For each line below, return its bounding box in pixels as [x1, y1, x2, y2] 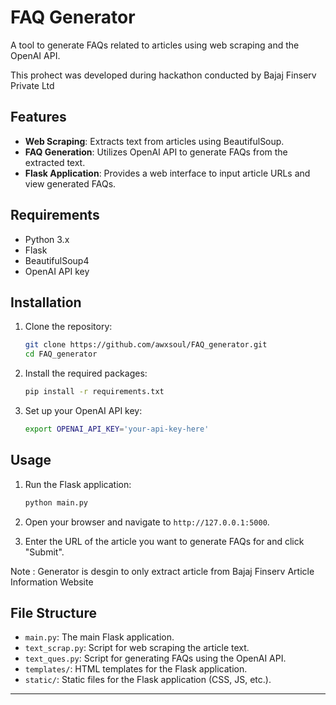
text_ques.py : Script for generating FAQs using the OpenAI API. [24, 652, 287, 665]
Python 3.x [24, 233, 70, 245]
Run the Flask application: [24, 478, 132, 490]
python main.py [24, 497, 89, 508]
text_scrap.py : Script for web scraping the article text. [24, 642, 250, 654]
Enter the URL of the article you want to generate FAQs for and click [24, 535, 305, 547]
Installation [10, 294, 82, 311]
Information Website [10, 576, 94, 588]
